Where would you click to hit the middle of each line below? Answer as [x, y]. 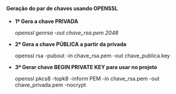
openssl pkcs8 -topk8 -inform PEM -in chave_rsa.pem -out [87, 79]
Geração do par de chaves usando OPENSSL [62, 8]
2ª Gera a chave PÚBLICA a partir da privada [70, 44]
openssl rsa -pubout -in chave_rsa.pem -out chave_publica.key [92, 56]
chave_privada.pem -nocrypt [50, 85]
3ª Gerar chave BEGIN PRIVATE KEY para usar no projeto [86, 67]
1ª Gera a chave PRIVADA [46, 21]
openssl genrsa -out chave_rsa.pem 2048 [67, 33]
